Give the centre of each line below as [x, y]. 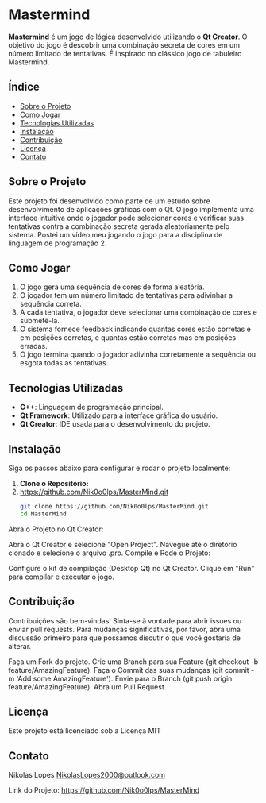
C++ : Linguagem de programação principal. [92, 407]
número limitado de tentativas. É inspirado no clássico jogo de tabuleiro [125, 53]
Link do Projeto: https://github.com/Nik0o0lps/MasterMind [104, 790]
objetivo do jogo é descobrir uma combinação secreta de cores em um [124, 44]
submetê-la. [39, 321]
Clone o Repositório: [54, 483]
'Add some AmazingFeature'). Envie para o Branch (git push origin [124, 678]
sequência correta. [50, 304]
